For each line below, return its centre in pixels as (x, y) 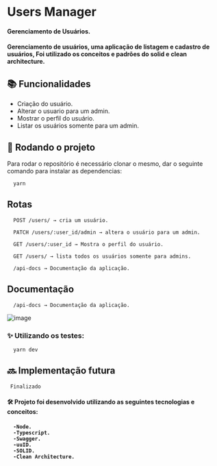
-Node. (23, 427)
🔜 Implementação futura (61, 371)
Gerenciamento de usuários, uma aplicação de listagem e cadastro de (108, 47)
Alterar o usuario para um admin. (63, 111)
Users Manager (52, 12)
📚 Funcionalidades (49, 84)
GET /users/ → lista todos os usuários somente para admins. (102, 256)
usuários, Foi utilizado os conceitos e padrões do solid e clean (97, 54)
